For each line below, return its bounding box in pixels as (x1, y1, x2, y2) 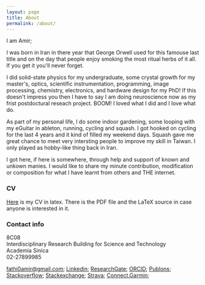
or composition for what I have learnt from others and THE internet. (6, 169, 176, 176)
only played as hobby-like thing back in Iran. (6, 144, 118, 152)
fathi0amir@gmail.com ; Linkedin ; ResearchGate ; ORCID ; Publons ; (6, 265, 171, 272)
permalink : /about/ (6, 20, 56, 26)
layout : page (6, 9, 40, 15)
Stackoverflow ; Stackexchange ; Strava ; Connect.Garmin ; (6, 272, 150, 279)
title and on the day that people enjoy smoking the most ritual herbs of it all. (6, 56, 197, 63)
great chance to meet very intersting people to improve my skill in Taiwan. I (6, 138, 196, 145)
